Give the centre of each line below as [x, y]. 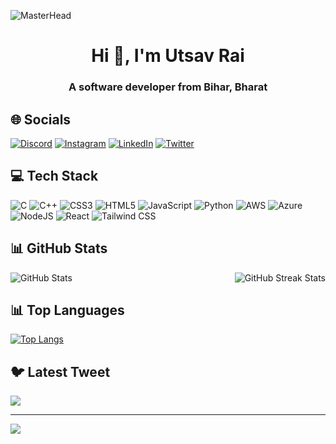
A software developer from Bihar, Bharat [168, 87]
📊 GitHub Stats [59, 248]
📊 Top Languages [67, 310]
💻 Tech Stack [54, 176]
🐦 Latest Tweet [60, 371]
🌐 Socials [41, 119]
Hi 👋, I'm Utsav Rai [168, 56]
